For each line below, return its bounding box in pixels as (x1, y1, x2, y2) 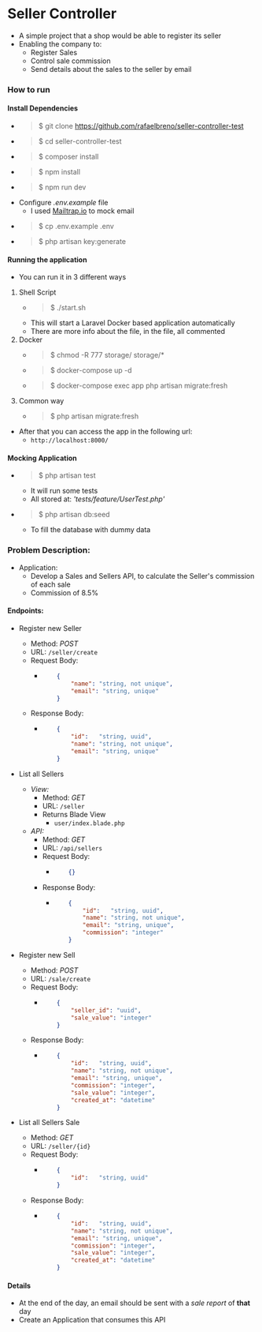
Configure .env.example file (18, 198, 109, 208)
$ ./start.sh (50, 303, 87, 313)
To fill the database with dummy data (30, 525, 151, 535)
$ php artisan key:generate (38, 237, 127, 246)
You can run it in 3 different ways (18, 272, 127, 282)
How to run (7, 84, 50, 95)
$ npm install (38, 167, 80, 177)
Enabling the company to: (18, 39, 102, 48)
